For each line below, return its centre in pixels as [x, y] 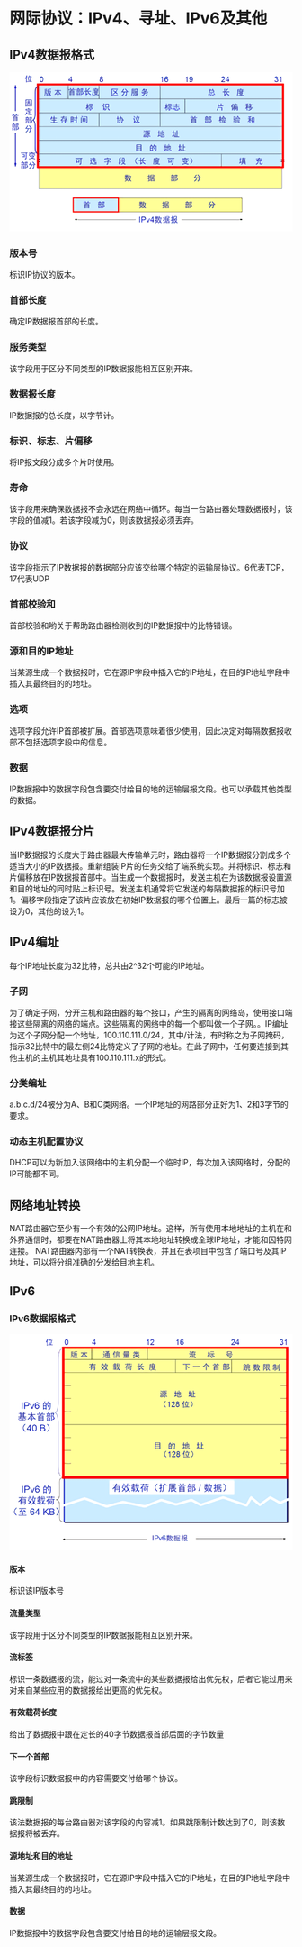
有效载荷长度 [33, 1713]
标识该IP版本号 [37, 1591]
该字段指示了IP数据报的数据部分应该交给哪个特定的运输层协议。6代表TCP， [149, 567]
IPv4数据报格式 [52, 55]
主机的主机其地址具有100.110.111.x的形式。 [94, 1057]
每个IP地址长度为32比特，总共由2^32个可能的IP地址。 [109, 965]
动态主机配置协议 [46, 1141]
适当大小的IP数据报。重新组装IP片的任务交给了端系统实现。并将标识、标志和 [151, 865]
